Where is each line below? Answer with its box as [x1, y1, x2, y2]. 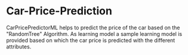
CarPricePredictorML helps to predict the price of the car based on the [6, 24, 180, 31]
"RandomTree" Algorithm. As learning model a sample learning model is [6, 30, 183, 37]
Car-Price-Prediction [6, 4, 112, 18]
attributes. [6, 43, 32, 50]
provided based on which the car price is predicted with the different [6, 36, 175, 44]
